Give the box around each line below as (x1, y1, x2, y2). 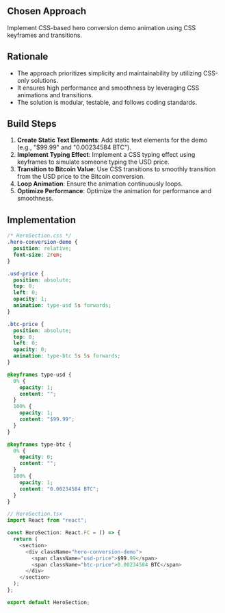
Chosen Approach (7, 5, 87, 17)
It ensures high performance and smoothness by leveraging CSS (16, 84, 200, 92)
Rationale (7, 51, 49, 62)
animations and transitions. (16, 90, 94, 99)
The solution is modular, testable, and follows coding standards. (16, 98, 197, 106)
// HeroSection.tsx (7, 510, 63, 518)
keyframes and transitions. (7, 31, 82, 39)
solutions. (30, 76, 59, 84)
